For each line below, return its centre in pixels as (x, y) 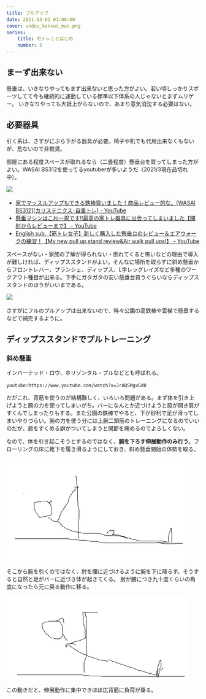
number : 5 (30, 45)
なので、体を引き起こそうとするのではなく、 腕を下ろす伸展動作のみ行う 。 (100, 441)
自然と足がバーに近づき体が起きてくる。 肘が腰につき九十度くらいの (104, 579)
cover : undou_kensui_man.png (44, 26)
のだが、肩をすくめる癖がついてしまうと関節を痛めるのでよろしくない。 (97, 428)
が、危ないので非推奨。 (36, 149)
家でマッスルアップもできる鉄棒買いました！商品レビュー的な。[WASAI (105, 203)
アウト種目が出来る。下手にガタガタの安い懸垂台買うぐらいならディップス (105, 277)
